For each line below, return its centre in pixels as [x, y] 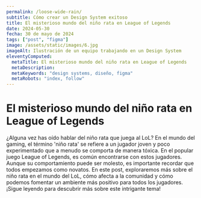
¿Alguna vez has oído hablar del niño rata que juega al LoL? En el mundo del [101, 138]
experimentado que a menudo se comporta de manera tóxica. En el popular [100, 151]
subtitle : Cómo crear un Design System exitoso [67, 17]
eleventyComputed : [29, 56]
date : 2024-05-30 [28, 28]
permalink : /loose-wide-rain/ [44, 12]
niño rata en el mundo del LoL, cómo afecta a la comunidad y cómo [90, 176]
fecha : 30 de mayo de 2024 [40, 34]
